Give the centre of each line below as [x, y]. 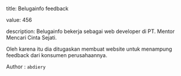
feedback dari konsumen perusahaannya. [57, 55]
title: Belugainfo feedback [38, 9]
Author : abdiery [26, 67]
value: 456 [19, 20]
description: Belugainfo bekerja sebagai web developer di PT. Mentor [90, 31]
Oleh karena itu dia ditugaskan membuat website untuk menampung [89, 49]
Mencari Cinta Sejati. [32, 37]
